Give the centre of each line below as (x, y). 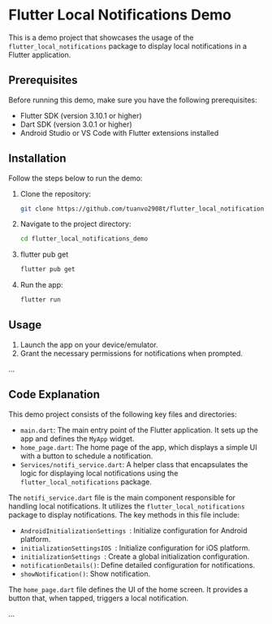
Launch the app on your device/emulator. (89, 344)
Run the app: (41, 285)
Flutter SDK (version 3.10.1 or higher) (81, 115)
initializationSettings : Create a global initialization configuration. (135, 556)
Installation (37, 159)
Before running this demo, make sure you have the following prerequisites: (133, 100)
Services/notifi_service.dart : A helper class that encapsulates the (134, 464)
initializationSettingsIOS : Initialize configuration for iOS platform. (135, 548)
